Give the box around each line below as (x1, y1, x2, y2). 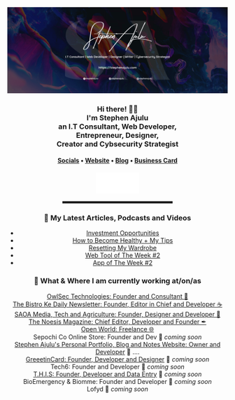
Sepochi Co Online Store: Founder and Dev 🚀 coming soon (33, 332, 202, 341)
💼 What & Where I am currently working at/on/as (34, 276, 201, 286)
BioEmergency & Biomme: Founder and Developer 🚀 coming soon (23, 377, 212, 385)
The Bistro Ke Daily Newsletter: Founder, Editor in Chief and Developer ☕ (13, 300, 222, 308)
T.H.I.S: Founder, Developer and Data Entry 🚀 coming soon (33, 370, 202, 378)
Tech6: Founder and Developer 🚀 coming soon (50, 362, 185, 371)
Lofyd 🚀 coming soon (86, 385, 149, 393)
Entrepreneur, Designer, (76, 130, 159, 140)
